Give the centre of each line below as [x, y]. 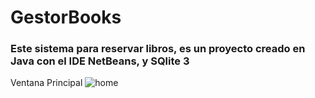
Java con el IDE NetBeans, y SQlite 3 [100, 61]
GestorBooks [66, 17]
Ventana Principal [46, 83]
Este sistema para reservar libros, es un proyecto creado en [158, 49]
